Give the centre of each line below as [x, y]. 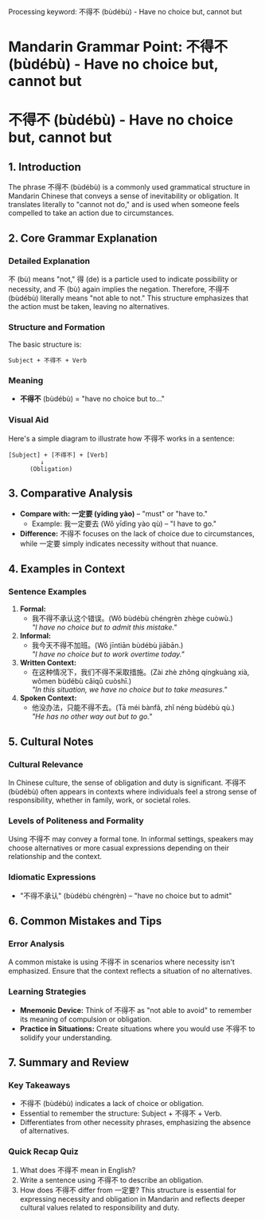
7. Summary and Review [69, 1062]
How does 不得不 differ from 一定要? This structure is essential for [128, 1190]
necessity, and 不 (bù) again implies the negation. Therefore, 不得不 [119, 288]
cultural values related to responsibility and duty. [99, 1207]
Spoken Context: [48, 698]
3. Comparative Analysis [70, 494]
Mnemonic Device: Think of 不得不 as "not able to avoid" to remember [136, 1010]
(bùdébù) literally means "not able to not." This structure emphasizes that [129, 298]
